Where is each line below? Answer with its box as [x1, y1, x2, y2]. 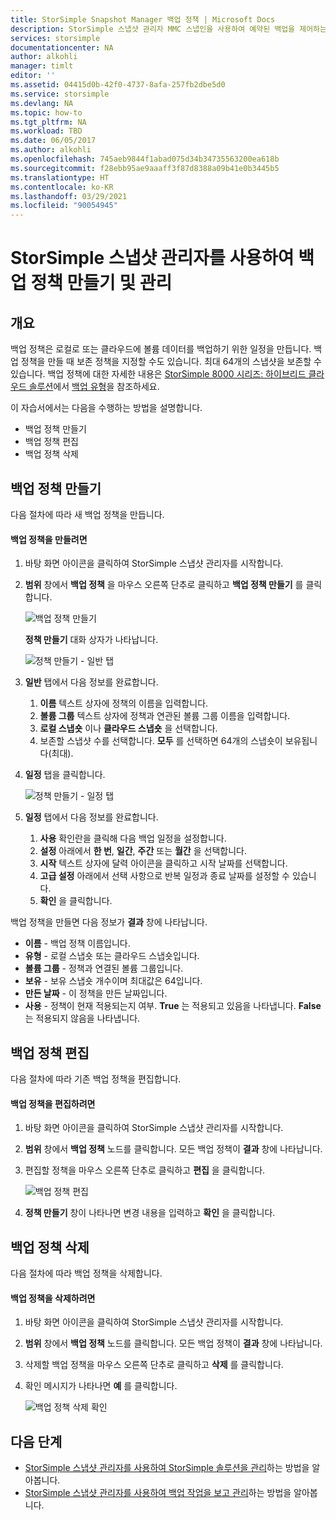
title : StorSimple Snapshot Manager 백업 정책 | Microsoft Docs [10, 14, 276, 25]
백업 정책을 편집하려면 [10, 1097, 96, 1110]
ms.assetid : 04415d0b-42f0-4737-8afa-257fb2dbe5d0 [10, 80, 226, 90]
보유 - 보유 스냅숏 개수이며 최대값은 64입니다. [24, 975, 203, 987]
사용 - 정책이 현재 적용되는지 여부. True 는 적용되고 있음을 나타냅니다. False [24, 1000, 322, 1012]
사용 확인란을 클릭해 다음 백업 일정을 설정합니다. [39, 832, 227, 845]
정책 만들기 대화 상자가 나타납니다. [24, 634, 159, 646]
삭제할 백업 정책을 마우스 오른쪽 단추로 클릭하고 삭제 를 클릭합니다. [24, 1359, 284, 1371]
